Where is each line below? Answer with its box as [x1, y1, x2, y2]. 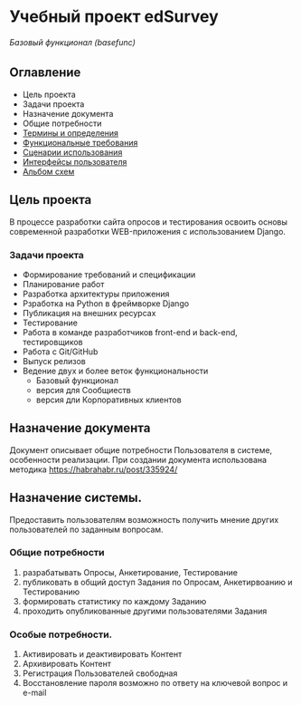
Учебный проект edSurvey [9, 6, 219, 27]
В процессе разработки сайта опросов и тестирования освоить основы [9, 216, 287, 227]
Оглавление [9, 65, 81, 81]
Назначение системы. [9, 490, 143, 506]
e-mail [22, 687, 47, 699]
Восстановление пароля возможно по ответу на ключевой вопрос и [22, 678, 288, 689]
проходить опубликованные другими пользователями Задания [22, 605, 268, 616]
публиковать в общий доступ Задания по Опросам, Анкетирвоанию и [22, 576, 293, 587]
